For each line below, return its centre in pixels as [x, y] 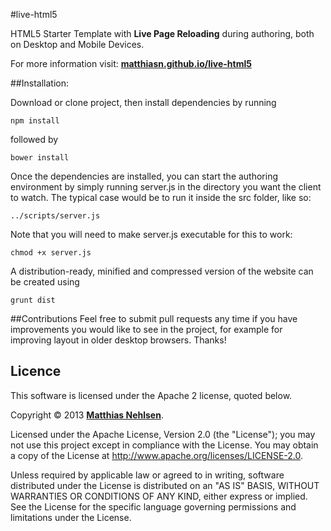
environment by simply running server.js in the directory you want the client [166, 187]
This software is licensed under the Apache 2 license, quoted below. [151, 395]
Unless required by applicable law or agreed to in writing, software [147, 475]
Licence [36, 371]
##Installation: [39, 83]
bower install [40, 158]
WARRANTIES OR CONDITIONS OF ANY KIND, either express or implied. [159, 496]
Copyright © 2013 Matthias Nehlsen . [87, 415]
